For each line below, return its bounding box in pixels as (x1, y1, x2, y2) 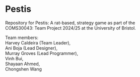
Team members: (5, 35, 39, 40)
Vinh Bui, (5, 55, 24, 61)
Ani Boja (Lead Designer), (5, 45, 58, 51)
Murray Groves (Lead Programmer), (5, 50, 78, 56)
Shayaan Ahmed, (5, 61, 40, 67)
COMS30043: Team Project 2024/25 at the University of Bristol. (5, 25, 136, 31)
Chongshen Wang (5, 66, 42, 72)
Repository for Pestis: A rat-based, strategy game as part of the (5, 20, 136, 26)
